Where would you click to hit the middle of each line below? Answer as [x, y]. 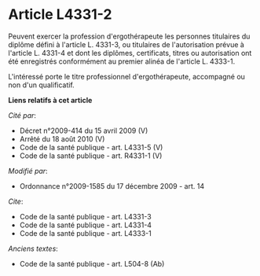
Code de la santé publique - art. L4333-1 [85, 233]
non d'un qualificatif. [41, 85]
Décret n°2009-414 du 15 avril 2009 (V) [84, 131]
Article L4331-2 [60, 15]
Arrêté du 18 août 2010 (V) [62, 138]
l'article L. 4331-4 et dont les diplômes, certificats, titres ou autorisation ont [130, 53]
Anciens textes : [33, 248]
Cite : [16, 201]
